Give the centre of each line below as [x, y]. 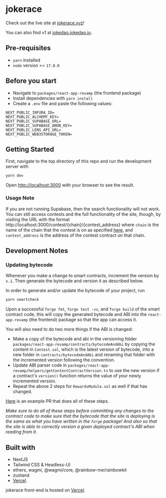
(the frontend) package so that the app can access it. [83, 320]
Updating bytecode [29, 265]
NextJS [20, 459]
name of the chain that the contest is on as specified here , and [69, 230]
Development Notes [37, 251]
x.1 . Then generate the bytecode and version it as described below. [75, 281]
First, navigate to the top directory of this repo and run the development [79, 161]
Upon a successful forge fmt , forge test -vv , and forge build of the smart [83, 309]
